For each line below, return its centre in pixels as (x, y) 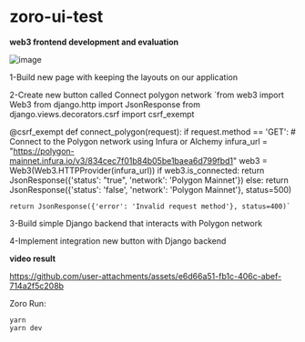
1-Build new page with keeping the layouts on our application (124, 77)
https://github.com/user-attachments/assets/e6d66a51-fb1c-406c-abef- (146, 276)
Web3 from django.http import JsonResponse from (105, 104)
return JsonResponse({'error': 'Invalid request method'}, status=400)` (150, 206)
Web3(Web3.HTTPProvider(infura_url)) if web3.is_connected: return (137, 170)
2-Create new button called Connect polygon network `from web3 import (147, 95)
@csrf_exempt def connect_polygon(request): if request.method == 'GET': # (152, 131)
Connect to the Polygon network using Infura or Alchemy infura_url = (139, 141)
